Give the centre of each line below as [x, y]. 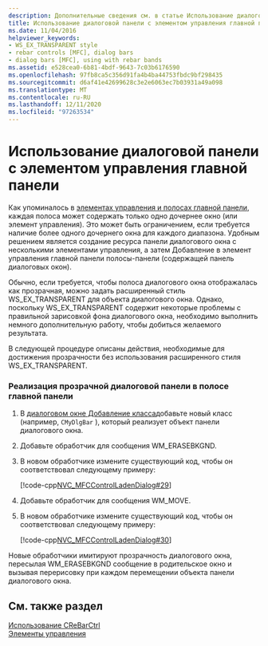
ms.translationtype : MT [48, 90]
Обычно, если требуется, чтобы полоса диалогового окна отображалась [133, 282]
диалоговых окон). [40, 266]
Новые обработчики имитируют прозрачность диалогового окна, [120, 556]
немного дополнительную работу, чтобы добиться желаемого [115, 325]
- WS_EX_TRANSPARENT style [53, 45]
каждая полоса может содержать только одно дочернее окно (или [123, 215]
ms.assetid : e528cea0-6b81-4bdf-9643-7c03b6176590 [94, 68]
